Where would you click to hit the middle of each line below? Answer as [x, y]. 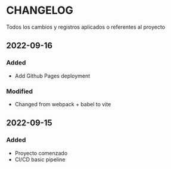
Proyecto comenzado [41, 153]
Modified [20, 91]
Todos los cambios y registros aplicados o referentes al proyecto [86, 27]
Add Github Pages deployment [52, 76]
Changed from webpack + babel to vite [63, 104]
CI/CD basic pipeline [40, 159]
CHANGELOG [40, 10]
